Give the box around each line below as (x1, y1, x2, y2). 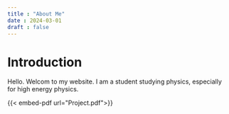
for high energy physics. (7, 85, 79, 93)
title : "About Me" (7, 10, 65, 18)
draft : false (7, 23, 50, 30)
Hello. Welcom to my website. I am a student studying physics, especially (7, 77, 223, 86)
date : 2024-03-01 (7, 17, 62, 24)
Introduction (7, 54, 82, 70)
